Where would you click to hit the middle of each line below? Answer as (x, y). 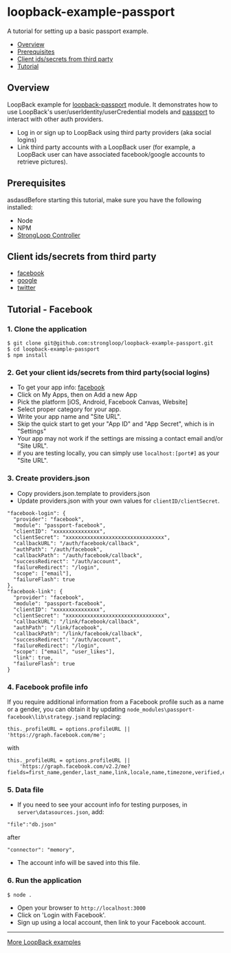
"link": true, (33, 657)
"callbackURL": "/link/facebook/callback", (76, 622)
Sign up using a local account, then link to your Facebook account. (111, 922)
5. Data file (25, 789)
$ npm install (27, 355)
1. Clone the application (47, 329)
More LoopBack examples (44, 942)
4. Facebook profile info (47, 687)
